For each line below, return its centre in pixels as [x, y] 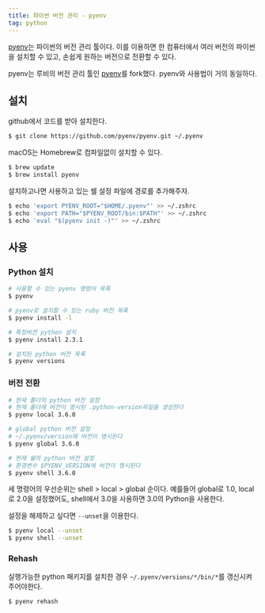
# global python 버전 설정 [49, 429]
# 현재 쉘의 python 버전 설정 [51, 458]
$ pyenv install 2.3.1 [45, 339]
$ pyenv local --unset [45, 531]
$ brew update [32, 167]
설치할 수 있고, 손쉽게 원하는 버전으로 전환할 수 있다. [96, 56]
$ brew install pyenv [44, 175]
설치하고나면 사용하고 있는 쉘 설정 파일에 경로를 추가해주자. [99, 190]
